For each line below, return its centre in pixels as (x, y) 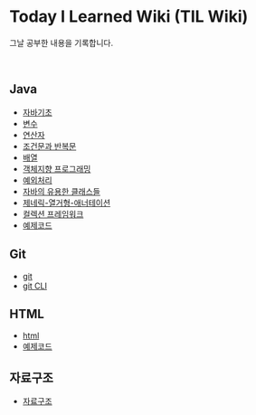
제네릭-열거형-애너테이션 (66, 203)
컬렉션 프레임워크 (53, 213)
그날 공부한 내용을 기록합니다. (62, 42)
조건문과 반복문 (49, 146)
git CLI (35, 286)
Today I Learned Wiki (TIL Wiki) (129, 17)
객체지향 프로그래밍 (57, 168)
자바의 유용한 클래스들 (62, 191)
